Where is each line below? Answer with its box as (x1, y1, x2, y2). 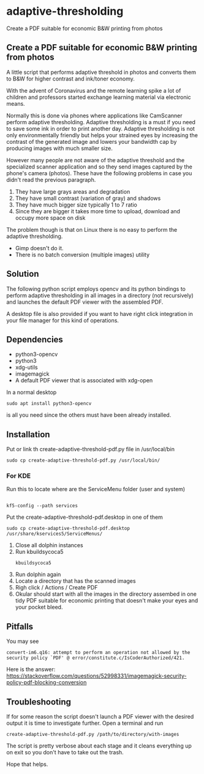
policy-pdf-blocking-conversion (6, 679, 87, 686)
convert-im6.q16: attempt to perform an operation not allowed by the (6, 650, 191, 656)
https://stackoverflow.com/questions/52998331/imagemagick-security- (6, 672, 187, 680)
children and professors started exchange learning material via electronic (6, 93, 191, 101)
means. (6, 100, 26, 107)
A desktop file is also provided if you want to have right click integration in (6, 310, 193, 317)
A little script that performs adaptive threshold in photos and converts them (6, 68, 196, 76)
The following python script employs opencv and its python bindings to (6, 285, 186, 293)
